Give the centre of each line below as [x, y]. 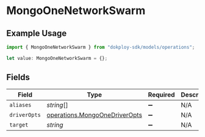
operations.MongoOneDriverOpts [94, 115]
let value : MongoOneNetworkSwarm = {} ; [57, 58]
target [19, 125]
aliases [20, 105]
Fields [18, 77]
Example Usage [37, 33]
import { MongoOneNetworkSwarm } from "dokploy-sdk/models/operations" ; [101, 47]
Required [161, 94]
